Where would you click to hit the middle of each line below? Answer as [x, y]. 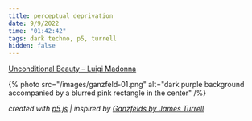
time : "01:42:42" [37, 31]
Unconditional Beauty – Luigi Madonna [72, 69]
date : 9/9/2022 [34, 23]
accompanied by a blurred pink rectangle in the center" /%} [107, 93]
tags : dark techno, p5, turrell [62, 38]
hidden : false [32, 46]
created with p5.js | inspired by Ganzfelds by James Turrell [106, 109]
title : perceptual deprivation [61, 16]
